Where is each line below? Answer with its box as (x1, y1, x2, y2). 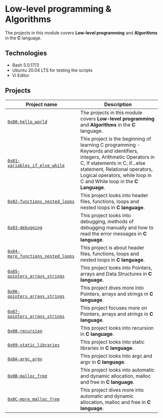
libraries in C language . (80, 345, 134, 351)
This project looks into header (80, 192, 148, 199)
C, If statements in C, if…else (80, 160, 146, 166)
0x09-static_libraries (7, 342, 60, 347)
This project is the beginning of (80, 135, 151, 142)
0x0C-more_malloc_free (7, 396, 60, 402)
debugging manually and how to (80, 224, 154, 231)
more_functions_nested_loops (7, 253, 75, 259)
